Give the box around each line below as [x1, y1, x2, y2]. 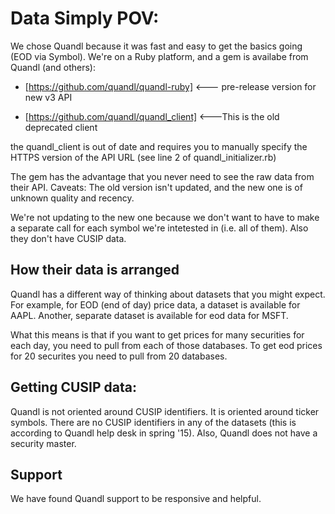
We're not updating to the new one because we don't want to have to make [10, 211, 320, 223]
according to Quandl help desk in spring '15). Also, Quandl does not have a [10, 427, 318, 439]
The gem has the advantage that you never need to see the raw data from [10, 170, 315, 182]
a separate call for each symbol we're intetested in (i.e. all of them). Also [10, 222, 309, 234]
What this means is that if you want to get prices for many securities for [10, 328, 305, 341]
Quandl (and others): [10, 61, 96, 73]
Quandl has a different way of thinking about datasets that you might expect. [10, 288, 326, 300]
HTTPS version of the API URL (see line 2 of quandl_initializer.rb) [10, 151, 277, 163]
